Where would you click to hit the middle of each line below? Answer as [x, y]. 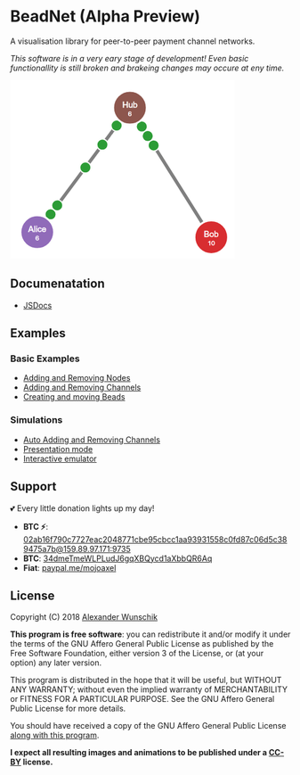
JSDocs [37, 305]
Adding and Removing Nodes [77, 378]
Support [33, 486]
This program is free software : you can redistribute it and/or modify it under [150, 634]
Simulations [36, 420]
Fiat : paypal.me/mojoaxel [69, 567]
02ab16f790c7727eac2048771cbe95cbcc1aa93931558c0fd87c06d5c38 [155, 539]
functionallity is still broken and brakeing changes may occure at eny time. [147, 68]
